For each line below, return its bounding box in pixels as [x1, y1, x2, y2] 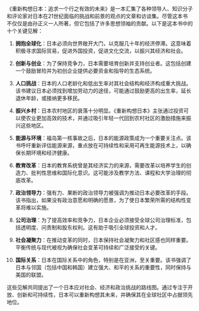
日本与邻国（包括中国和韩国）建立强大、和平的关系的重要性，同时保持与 [15, 264, 191, 271]
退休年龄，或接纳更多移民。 [15, 95, 83, 102]
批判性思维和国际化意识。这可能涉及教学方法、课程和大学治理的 [31, 169, 187, 176]
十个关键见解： [6, 27, 43, 34]
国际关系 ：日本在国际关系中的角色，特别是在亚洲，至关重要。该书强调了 [15, 257, 191, 263]
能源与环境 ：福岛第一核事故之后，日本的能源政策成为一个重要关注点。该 [15, 135, 191, 141]
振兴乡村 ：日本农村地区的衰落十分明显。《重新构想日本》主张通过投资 [15, 107, 184, 114]
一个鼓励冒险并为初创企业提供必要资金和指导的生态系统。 [15, 67, 155, 74]
